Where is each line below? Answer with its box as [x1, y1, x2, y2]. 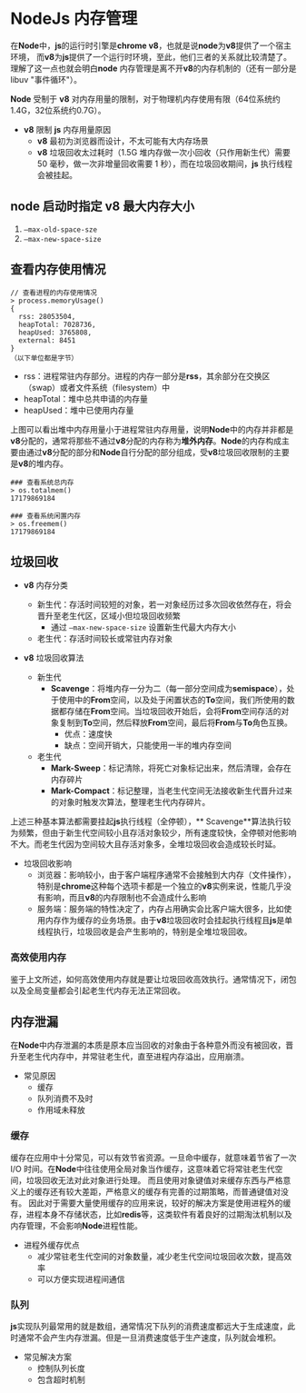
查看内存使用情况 [10, 262, 106, 277]
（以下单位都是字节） [10, 353, 78, 363]
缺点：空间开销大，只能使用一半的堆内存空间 [64, 740, 232, 751]
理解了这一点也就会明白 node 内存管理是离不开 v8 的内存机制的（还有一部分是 [10, 63, 297, 74]
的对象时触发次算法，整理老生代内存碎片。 [50, 797, 211, 808]
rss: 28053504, [18, 312, 76, 321]
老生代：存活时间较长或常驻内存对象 [36, 633, 173, 644]
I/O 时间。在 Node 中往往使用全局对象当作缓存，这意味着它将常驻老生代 [10, 1163, 275, 1174]
